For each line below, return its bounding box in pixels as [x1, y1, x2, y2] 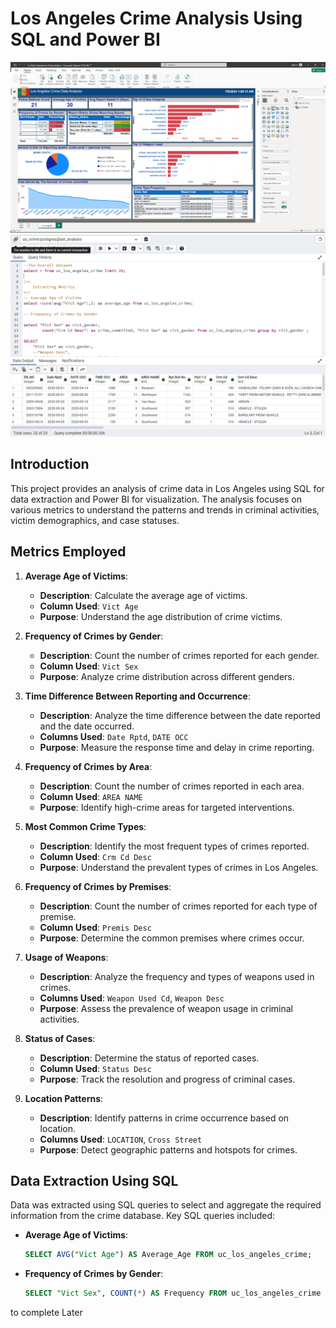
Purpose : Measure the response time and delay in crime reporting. [39, 741, 315, 753]
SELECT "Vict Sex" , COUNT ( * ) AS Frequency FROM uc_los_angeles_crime [24, 1288, 322, 1299]
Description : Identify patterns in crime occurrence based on [39, 1112, 290, 1124]
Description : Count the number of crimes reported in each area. [39, 780, 305, 792]
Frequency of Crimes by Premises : [24, 880, 172, 892]
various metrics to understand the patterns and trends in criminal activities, [10, 503, 320, 516]
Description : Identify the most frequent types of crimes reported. [39, 840, 310, 852]
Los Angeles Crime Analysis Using [10, 7, 303, 30]
